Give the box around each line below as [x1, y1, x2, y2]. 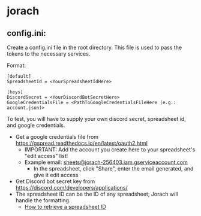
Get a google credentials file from [15, 133, 98, 140]
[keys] [7, 89, 23, 95]
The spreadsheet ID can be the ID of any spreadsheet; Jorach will [15, 190, 178, 197]
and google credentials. [7, 121, 65, 129]
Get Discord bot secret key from [15, 178, 95, 185]
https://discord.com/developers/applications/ [15, 184, 128, 191]
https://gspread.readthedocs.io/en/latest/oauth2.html [15, 139, 148, 147]
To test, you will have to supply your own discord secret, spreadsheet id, [7, 115, 187, 122]
